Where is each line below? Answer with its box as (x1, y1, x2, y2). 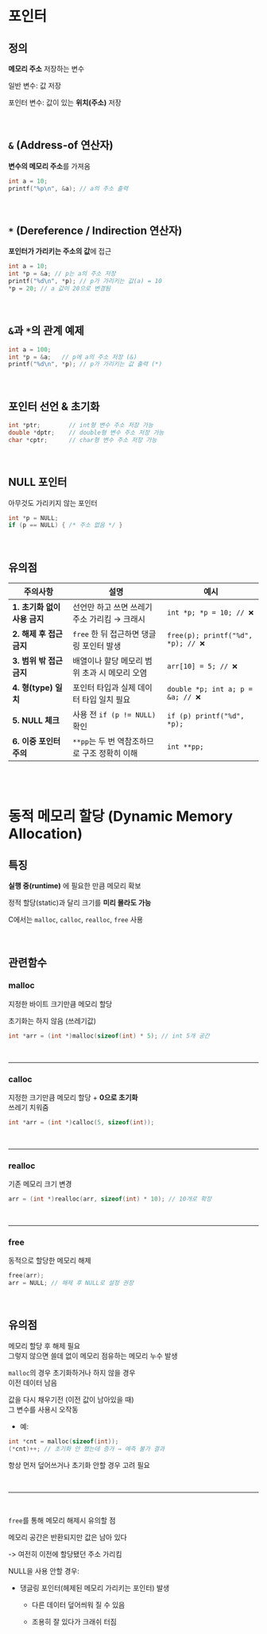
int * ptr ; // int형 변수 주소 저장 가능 (8, 421, 153, 429)
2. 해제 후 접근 (12, 629, 64, 640)
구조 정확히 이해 (82, 748, 138, 759)
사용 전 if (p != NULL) (72, 709, 157, 720)
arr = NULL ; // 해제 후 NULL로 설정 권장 (8, 1279, 134, 1287)
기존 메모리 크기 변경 (8, 1179, 72, 1189)
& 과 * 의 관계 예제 (8, 324, 85, 338)
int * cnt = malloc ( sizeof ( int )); (8, 1437, 119, 1446)
